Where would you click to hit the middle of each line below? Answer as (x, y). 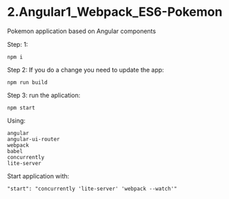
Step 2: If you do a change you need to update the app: (86, 70)
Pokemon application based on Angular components (82, 31)
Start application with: (38, 176)
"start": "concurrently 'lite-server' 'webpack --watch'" (92, 189)
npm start (21, 107)
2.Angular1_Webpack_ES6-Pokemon (115, 12)
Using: (17, 121)
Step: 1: (18, 44)
